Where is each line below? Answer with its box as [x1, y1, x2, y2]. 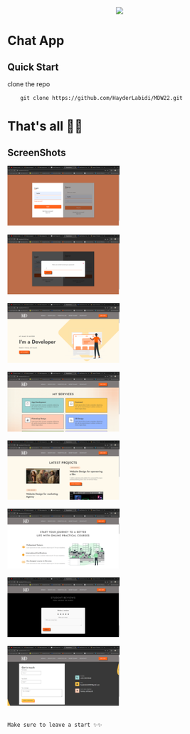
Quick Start [7, 61, 59, 73]
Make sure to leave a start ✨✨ [7, 721, 102, 728]
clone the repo [7, 80, 51, 88]
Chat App [7, 33, 65, 49]
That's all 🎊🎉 [7, 118, 83, 135]
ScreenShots [7, 146, 66, 158]
